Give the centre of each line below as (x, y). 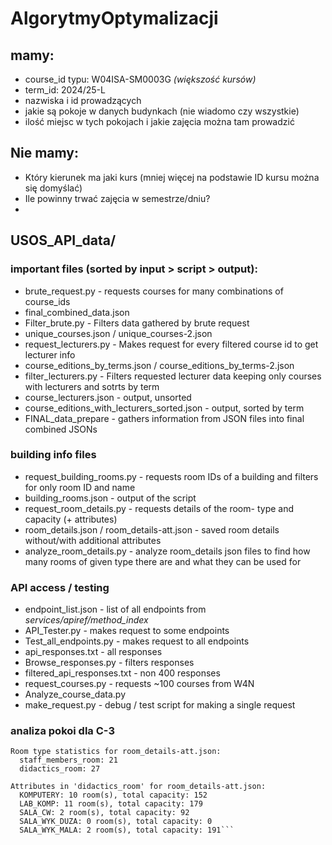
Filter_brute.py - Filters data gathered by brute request (137, 323)
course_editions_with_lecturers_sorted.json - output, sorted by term (164, 408)
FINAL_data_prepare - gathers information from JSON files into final (164, 418)
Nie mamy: (44, 153)
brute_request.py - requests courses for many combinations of (154, 291)
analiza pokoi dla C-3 (62, 731)
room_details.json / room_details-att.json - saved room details (152, 529)
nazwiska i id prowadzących (83, 100)
